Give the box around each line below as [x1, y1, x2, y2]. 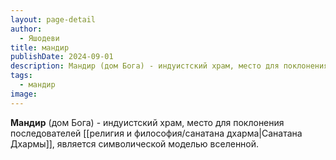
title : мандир [10, 42, 70, 53]
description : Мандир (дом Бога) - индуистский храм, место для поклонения [10, 61, 329, 71]
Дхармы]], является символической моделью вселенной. [10, 137, 260, 150]
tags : [10, 71, 33, 81]
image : [10, 89, 38, 99]
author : [10, 24, 43, 34]
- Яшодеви [19, 33, 60, 43]
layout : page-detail [10, 14, 97, 25]
